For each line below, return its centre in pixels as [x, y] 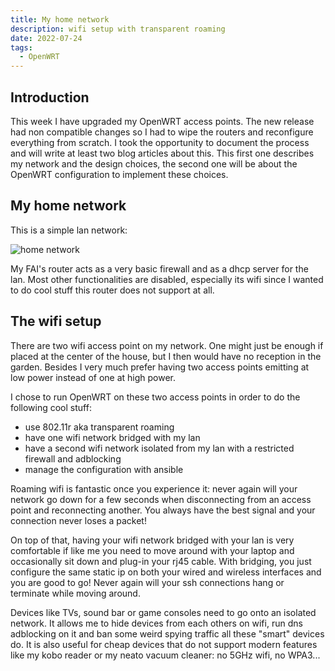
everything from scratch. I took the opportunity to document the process [160, 142]
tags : [21, 47]
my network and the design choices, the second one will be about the [154, 163]
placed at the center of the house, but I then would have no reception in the [166, 356]
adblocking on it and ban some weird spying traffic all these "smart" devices [167, 633]
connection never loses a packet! [78, 520]
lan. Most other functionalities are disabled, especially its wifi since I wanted [167, 279]
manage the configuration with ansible [104, 469]
